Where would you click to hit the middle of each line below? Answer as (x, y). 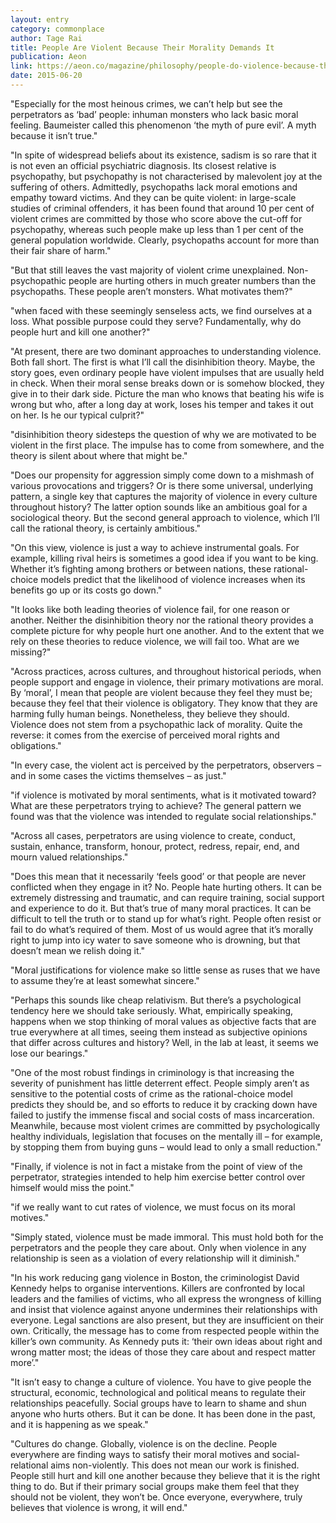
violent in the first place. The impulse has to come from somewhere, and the (167, 445)
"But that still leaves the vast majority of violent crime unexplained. (148, 270)
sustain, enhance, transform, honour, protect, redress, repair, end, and (155, 846)
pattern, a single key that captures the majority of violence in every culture (164, 496)
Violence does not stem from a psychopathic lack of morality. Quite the (156, 724)
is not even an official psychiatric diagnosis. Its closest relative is (143, 165)
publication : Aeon (48, 57)
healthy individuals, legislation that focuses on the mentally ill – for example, (166, 1136)
